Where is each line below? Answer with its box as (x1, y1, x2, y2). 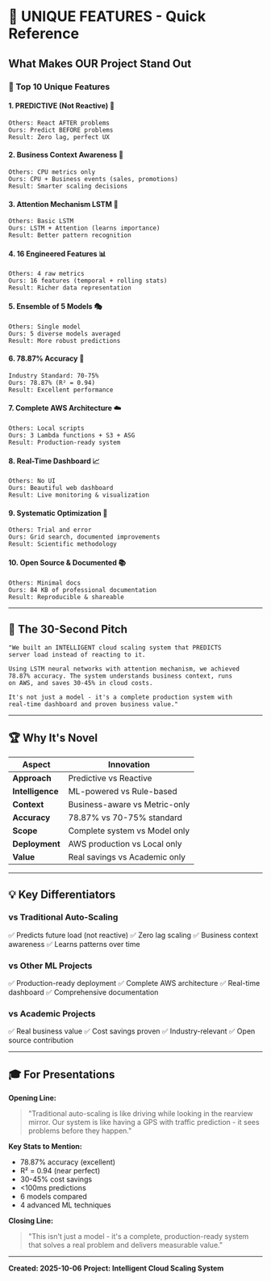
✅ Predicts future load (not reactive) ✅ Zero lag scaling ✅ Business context (8, 930, 258, 940)
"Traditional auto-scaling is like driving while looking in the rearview (27, 1109, 253, 1118)
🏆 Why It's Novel (8, 731, 98, 745)
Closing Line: (8, 1216, 54, 1226)
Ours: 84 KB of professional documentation (8, 586, 157, 594)
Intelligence (12, 786, 59, 797)
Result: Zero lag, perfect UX (8, 133, 110, 141)
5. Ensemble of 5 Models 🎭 (8, 301, 102, 311)
